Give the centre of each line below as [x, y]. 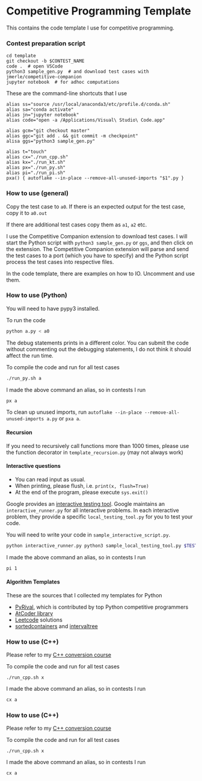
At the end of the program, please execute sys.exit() [81, 492]
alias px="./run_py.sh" [36, 168]
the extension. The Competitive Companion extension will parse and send [98, 249]
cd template [21, 56]
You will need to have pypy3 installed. [53, 308]
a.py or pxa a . [64, 419]
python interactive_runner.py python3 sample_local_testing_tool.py [94, 546]
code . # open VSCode [35, 67]
